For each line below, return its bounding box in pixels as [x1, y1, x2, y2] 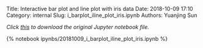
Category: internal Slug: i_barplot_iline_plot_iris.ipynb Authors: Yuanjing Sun [6, 12, 197, 19]
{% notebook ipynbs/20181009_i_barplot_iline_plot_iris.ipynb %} [6, 35, 168, 42]
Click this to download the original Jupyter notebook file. [6, 24, 150, 30]
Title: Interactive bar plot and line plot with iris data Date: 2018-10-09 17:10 [6, 5, 194, 12]
